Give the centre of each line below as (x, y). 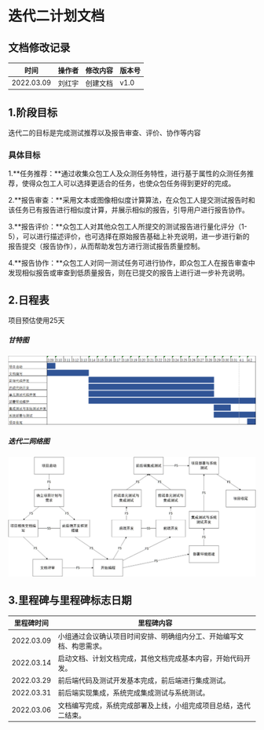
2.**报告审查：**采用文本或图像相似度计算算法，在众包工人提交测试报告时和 (132, 200)
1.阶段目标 (33, 112)
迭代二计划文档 (57, 16)
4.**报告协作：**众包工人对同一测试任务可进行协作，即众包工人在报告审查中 (132, 263)
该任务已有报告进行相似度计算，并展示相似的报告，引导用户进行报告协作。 (128, 210)
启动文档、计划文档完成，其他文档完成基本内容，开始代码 (151, 658)
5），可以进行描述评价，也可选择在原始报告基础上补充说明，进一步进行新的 (129, 237)
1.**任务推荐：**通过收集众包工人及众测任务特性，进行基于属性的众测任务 (128, 174)
